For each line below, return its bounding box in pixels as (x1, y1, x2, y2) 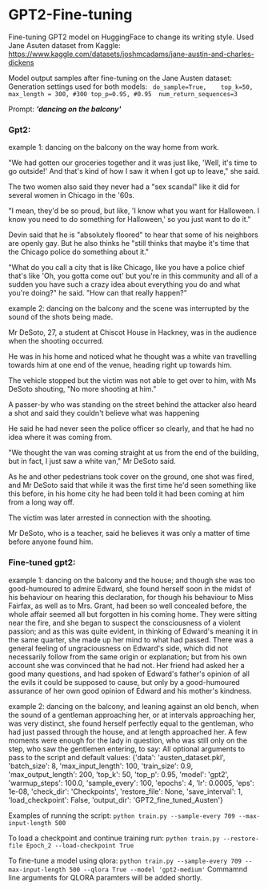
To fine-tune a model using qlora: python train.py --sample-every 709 (8, 856, 242, 865)
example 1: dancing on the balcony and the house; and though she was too (8, 575, 255, 585)
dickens (8, 58, 34, 67)
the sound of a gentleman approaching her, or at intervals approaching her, (8, 710, 256, 719)
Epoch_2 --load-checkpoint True (26, 841, 134, 850)
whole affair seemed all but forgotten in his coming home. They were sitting (8, 609, 258, 618)
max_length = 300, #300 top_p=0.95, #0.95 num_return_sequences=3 (8, 90, 238, 98)
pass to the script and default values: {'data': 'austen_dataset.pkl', (8, 752, 226, 762)
